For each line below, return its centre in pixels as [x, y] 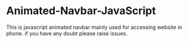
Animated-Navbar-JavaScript [81, 11]
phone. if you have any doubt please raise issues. [67, 33]
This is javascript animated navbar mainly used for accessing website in [94, 27]
